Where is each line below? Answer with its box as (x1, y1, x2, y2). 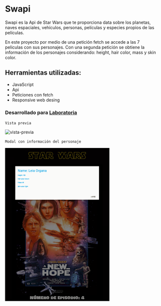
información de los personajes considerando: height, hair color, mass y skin (5, 49, 156, 55)
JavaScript (12, 81, 34, 87)
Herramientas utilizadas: (5, 69, 81, 77)
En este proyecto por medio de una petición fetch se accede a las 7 (5, 39, 140, 45)
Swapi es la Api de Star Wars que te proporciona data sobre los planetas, (5, 19, 151, 25)
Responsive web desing (12, 97, 60, 103)
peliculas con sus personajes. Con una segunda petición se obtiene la (5, 44, 145, 50)
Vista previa (5, 121, 32, 126)
